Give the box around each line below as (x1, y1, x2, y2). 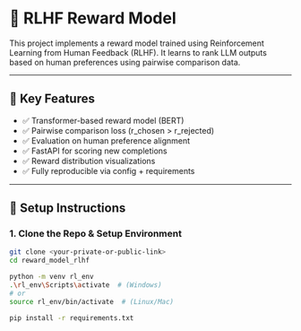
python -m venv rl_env (9, 273, 94, 282)
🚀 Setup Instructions (9, 201, 126, 216)
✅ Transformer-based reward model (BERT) (21, 115, 185, 126)
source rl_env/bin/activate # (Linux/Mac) (9, 297, 175, 306)
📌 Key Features (9, 91, 96, 107)
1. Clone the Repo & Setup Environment (9, 228, 182, 240)
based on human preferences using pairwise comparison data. (9, 57, 241, 67)
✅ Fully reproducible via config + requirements (21, 165, 195, 176)
